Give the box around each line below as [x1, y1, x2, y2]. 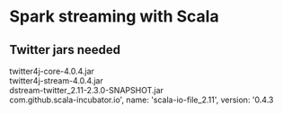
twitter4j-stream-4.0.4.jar [9, 75, 103, 86]
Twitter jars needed [9, 42, 121, 57]
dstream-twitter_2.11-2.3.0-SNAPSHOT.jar [9, 85, 164, 95]
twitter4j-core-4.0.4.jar [9, 66, 94, 76]
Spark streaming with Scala [9, 6, 219, 27]
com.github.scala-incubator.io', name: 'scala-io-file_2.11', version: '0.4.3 [9, 94, 274, 105]
